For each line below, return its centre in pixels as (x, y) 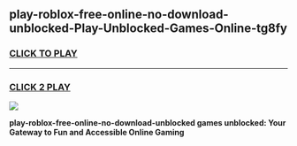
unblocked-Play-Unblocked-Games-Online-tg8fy (148, 29)
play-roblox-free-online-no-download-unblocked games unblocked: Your (148, 122)
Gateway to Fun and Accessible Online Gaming (97, 132)
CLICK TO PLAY (43, 54)
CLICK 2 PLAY (40, 87)
